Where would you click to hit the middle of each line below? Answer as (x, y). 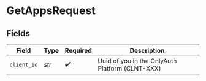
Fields (18, 33)
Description (147, 51)
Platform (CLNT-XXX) (129, 68)
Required (78, 51)
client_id (24, 65)
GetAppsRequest (51, 11)
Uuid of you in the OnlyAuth (137, 61)
